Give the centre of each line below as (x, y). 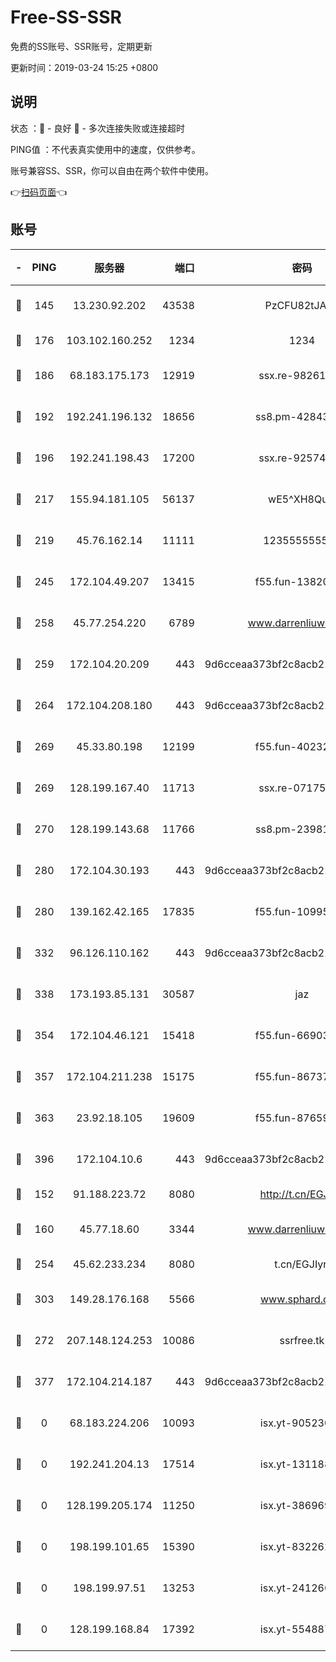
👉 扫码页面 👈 (39, 192)
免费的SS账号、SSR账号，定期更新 (81, 46)
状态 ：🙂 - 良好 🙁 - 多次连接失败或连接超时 (97, 128)
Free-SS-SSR (66, 17)
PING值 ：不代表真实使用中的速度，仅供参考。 (105, 149)
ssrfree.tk (302, 1340)
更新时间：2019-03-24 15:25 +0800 (84, 67)
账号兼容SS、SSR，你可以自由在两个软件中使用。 (112, 170)
